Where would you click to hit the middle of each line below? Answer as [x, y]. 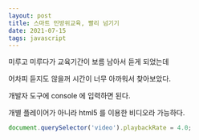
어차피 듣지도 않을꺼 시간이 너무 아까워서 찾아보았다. [89, 79]
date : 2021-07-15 [37, 30]
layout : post [30, 16]
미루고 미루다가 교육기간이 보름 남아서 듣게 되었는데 [89, 62]
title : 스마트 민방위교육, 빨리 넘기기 [64, 23]
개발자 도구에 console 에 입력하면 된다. [69, 96]
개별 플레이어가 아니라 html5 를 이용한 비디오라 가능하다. [97, 113]
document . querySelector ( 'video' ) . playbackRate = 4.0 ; [100, 128]
